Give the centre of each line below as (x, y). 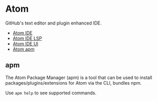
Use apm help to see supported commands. (51, 93)
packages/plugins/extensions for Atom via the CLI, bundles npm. (74, 83)
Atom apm (24, 49)
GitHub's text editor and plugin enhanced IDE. (53, 23)
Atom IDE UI (25, 43)
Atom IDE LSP (27, 38)
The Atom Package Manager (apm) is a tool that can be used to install (79, 78)
